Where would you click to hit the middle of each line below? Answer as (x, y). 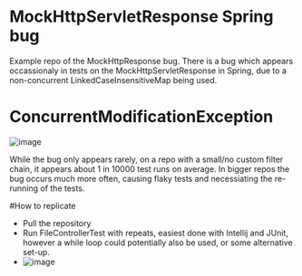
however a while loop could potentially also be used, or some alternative (157, 243)
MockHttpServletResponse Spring (141, 17)
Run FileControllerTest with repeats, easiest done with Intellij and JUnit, (155, 233)
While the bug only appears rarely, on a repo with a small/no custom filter (146, 159)
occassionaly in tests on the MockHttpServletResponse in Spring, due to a (148, 71)
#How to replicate (43, 205)
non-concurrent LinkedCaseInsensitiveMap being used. (113, 80)
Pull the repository (57, 223)
